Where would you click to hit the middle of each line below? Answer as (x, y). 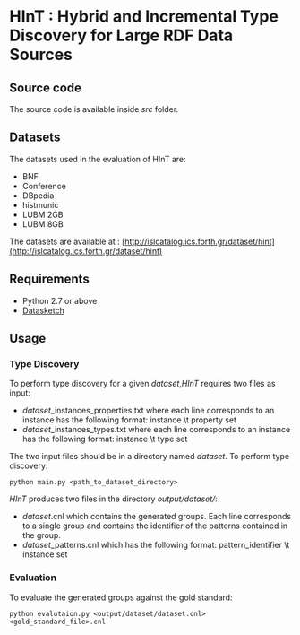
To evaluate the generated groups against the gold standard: (121, 597)
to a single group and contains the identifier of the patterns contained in (155, 526)
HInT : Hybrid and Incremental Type (144, 17)
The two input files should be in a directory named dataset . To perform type (149, 457)
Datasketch (43, 310)
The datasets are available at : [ (67, 241)
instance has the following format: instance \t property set (129, 420)
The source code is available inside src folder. (94, 109)
